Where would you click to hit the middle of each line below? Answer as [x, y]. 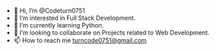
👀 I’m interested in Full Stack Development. [75, 18]
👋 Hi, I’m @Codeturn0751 [49, 11]
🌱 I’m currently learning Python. [59, 25]
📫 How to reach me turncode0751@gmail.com [80, 40]
